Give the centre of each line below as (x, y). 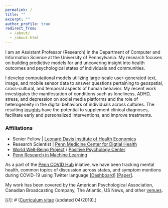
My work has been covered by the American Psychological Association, (79, 185)
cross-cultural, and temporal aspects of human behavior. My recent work (81, 88)
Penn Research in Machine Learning (50, 155)
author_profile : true (28, 24)
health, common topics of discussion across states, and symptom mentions (83, 170)
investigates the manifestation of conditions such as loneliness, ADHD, (78, 94)
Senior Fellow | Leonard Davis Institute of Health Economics (74, 139)
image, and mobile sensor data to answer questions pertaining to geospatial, (84, 83)
